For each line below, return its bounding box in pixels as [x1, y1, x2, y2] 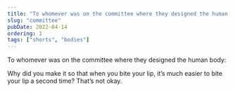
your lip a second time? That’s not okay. [7, 77, 122, 85]
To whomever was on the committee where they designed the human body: [7, 55, 227, 64]
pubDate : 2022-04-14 [7, 23, 68, 30]
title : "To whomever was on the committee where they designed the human [7, 10, 229, 18]
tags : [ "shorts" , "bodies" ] [7, 37, 90, 44]
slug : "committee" [7, 17, 61, 24]
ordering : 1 [7, 29, 42, 37]
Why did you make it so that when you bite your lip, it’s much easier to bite [7, 70, 223, 78]
